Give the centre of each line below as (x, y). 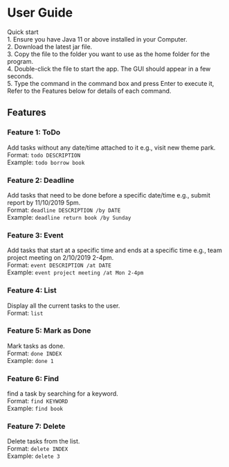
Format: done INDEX (35, 353)
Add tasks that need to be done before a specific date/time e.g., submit (109, 195)
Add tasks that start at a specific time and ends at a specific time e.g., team (115, 250)
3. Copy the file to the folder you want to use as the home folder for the (109, 54)
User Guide (40, 13)
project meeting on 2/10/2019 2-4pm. (61, 258)
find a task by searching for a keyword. (63, 394)
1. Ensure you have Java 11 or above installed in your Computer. (98, 39)
